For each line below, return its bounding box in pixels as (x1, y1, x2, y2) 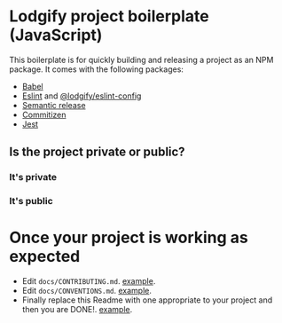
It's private (9, 171, 58, 184)
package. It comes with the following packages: (9, 64, 184, 75)
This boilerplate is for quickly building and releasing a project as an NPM (9, 54, 274, 65)
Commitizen (21, 109, 67, 120)
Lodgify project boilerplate (9, 6, 210, 27)
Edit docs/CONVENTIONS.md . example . (21, 286, 153, 296)
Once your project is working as (9, 228, 248, 248)
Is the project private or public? (9, 145, 185, 160)
